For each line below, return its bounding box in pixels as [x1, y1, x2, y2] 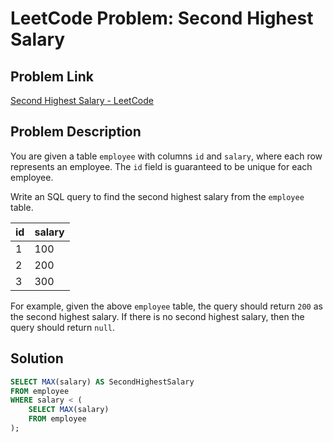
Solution [10, 350, 64, 367]
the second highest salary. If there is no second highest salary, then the [10, 310, 305, 322]
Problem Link [10, 68, 94, 85]
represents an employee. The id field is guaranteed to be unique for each [10, 160, 313, 172]
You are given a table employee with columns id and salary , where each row [10, 150, 323, 162]
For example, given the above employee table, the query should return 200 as [10, 300, 323, 312]
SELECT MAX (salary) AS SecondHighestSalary [10, 377, 195, 387]
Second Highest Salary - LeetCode [10, 95, 154, 106]
